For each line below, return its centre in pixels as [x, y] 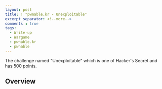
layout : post [19, 10]
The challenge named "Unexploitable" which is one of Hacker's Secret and [81, 60]
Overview [20, 81]
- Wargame [20, 38]
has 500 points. [21, 66]
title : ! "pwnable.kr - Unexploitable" [46, 14]
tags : [11, 28]
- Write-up [21, 33]
